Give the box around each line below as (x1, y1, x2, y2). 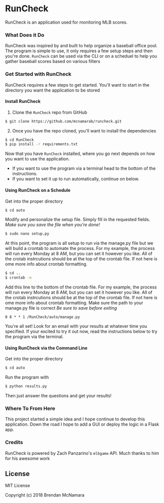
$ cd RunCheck (5, 137, 34, 142)
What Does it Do (5, 31, 45, 38)
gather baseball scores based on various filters (5, 59, 101, 64)
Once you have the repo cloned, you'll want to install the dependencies (12, 127, 156, 133)
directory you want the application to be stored (5, 87, 100, 93)
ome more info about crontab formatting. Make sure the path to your (5, 300, 143, 306)
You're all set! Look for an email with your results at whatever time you (5, 323, 147, 329)
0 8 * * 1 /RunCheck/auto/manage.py (5, 314, 80, 320)
